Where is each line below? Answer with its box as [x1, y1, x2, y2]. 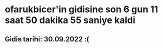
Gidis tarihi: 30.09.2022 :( [5, 35, 89, 43]
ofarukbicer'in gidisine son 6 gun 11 [5, 4, 158, 15]
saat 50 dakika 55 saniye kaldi [5, 14, 136, 26]
